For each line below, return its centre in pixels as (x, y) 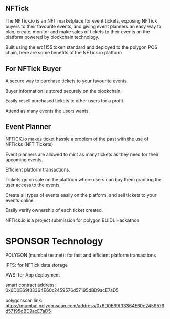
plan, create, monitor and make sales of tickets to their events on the (78, 31)
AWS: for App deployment (33, 275)
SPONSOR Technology (54, 241)
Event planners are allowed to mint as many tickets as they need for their (82, 154)
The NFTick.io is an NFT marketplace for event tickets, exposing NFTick (81, 20)
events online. (20, 200)
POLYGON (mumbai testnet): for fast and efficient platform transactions (81, 255)
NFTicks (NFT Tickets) (29, 144)
